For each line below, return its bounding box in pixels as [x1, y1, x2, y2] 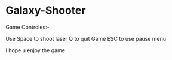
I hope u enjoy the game [5, 46, 65, 54]
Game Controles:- [5, 23, 50, 31]
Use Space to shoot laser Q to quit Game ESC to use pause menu [5, 35, 167, 42]
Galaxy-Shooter [5, 4, 86, 17]
